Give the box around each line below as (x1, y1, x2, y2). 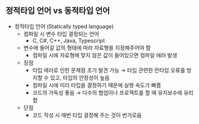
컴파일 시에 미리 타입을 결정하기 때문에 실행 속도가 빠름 (32, 81, 162, 89)
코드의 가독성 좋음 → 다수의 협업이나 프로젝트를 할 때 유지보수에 (32, 89, 182, 96)
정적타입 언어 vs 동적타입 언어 (5, 5, 110, 16)
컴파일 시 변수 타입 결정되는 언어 (23, 30, 99, 37)
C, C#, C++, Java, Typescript (32, 37, 105, 44)
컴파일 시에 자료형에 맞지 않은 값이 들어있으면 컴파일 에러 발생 (32, 52, 177, 59)
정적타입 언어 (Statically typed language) (14, 23, 114, 30)
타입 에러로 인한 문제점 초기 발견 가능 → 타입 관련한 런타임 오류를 (32, 66, 185, 74)
